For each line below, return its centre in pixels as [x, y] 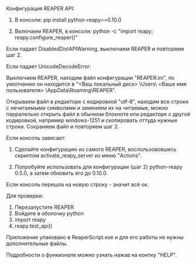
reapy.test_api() [33, 226]
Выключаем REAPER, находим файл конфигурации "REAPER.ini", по [90, 78]
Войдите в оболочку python [49, 213]
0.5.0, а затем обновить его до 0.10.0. [61, 173]
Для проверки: [25, 196]
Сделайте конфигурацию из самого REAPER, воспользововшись [95, 149]
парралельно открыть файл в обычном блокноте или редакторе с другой [98, 114]
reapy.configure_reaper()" [46, 37]
